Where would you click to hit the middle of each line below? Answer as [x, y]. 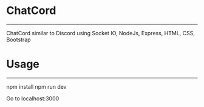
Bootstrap [19, 40]
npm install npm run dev [36, 86]
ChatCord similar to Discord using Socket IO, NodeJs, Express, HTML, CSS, [101, 33]
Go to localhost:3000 [33, 98]
